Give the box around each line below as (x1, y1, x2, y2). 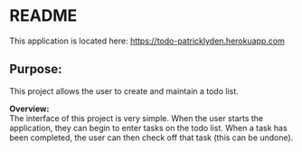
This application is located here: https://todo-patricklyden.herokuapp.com (9, 35, 285, 46)
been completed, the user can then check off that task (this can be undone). (9, 132, 294, 143)
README (9, 5, 78, 26)
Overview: (9, 103, 50, 114)
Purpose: (9, 62, 62, 77)
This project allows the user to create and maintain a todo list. (9, 85, 240, 96)
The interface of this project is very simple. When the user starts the (9, 112, 264, 123)
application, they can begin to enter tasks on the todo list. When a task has (9, 122, 288, 133)
